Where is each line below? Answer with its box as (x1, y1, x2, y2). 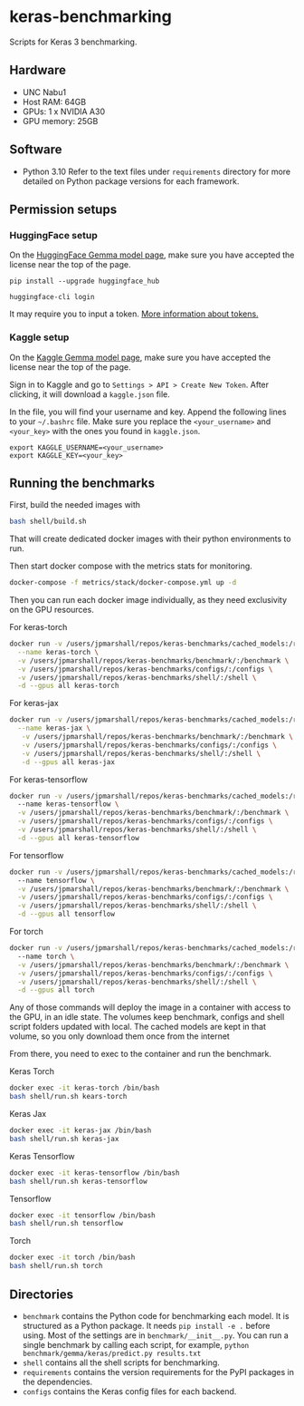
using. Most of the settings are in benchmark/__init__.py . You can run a (22, 1330, 290, 1341)
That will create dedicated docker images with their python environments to (9, 533, 291, 545)
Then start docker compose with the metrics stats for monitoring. (9, 560, 253, 572)
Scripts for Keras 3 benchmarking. (9, 36, 138, 47)
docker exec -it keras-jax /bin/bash (9, 1126, 152, 1135)
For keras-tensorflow (9, 773, 89, 785)
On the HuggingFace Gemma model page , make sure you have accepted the (9, 249, 295, 260)
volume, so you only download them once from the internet (9, 1031, 231, 1042)
